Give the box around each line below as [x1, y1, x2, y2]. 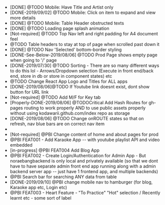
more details [9, 15, 36, 20]
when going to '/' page [9, 57, 57, 63]
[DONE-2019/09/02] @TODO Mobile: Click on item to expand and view [9, 9, 156, 15]
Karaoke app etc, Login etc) [9, 185, 67, 190]
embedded [9, 142, 32, 148]
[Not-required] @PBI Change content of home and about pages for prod [9, 132, 158, 137]
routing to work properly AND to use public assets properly [24, 105, 146, 111]
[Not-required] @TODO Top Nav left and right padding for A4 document [9, 31, 158, 36]
